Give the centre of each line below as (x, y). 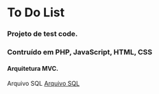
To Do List (36, 13)
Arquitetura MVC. (33, 68)
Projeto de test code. (42, 34)
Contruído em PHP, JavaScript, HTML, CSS (80, 52)
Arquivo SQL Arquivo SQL (44, 84)
